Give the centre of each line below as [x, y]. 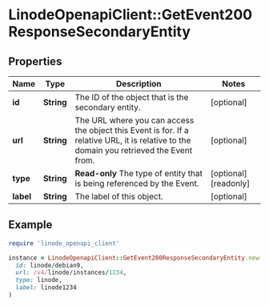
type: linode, [39, 280]
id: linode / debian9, [50, 265]
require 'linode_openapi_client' [64, 243]
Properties [35, 61]
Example [30, 225]
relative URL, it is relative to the [133, 140]
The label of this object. [119, 196]
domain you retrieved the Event [134, 150]
